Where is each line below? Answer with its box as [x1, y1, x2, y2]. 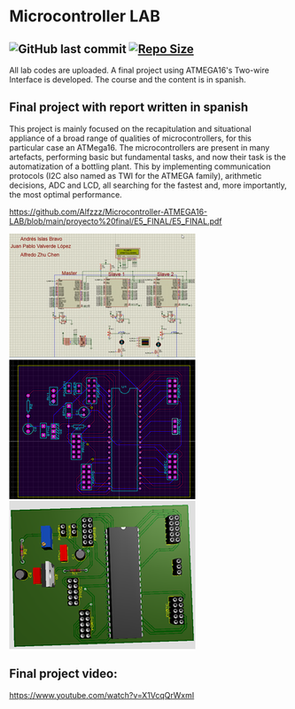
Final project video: [9, 667, 118, 682]
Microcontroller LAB [9, 6, 161, 27]
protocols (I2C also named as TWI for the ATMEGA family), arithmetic [9, 170, 262, 181]
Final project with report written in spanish [9, 100, 249, 115]
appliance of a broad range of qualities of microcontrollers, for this [9, 133, 252, 143]
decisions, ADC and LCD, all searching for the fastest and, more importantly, [9, 180, 288, 190]
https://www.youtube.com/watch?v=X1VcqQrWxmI [9, 690, 195, 700]
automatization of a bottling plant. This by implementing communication [9, 161, 271, 172]
